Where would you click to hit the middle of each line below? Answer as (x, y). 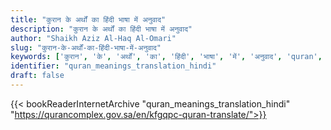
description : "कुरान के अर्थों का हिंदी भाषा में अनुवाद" (101, 29)
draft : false (37, 76)
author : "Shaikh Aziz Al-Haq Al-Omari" (93, 38)
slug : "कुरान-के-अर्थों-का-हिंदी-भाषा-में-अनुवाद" (86, 47)
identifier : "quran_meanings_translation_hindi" (113, 66)
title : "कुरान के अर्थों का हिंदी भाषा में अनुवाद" (88, 19)
